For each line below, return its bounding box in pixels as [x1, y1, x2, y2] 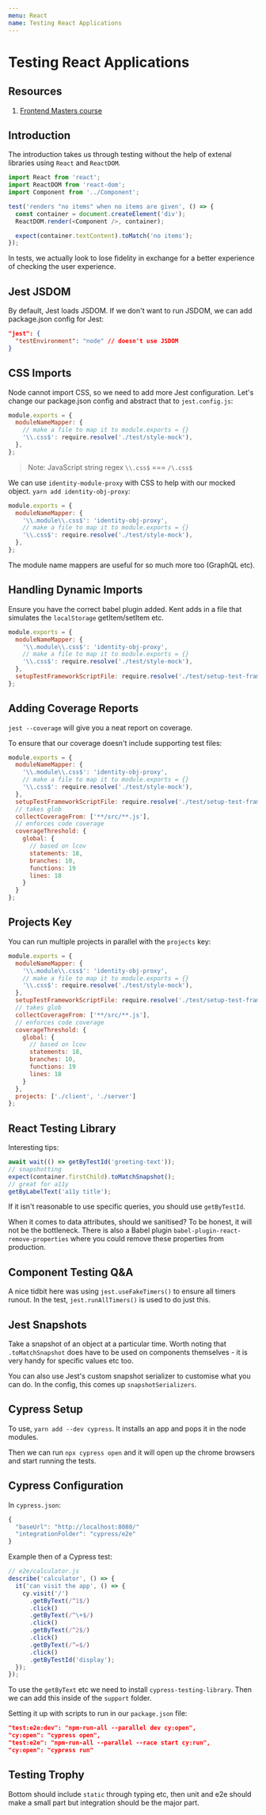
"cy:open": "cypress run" [8, 1746, 93, 1754]
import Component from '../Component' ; [8, 188, 140, 197]
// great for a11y [8, 1180, 69, 1188]
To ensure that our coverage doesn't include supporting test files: [8, 738, 222, 748]
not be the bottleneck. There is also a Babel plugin [8, 1225, 173, 1235]
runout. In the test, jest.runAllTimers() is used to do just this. [8, 1295, 211, 1305]
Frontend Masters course [19, 106, 103, 115]
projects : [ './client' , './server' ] [15, 1092, 136, 1100]
